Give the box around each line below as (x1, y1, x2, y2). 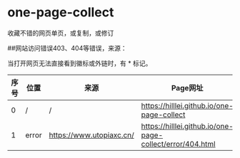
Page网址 (171, 83, 204, 93)
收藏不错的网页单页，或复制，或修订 (7, 28, 114, 37)
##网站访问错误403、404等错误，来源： (7, 43, 127, 52)
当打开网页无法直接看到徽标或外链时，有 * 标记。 (7, 58, 152, 68)
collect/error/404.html (141, 139, 216, 149)
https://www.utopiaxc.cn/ (49, 130, 134, 139)
